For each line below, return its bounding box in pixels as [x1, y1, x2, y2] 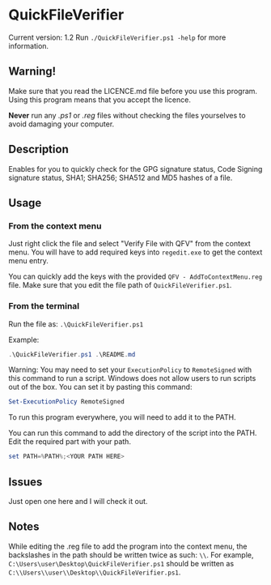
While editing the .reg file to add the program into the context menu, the [8, 541, 248, 551]
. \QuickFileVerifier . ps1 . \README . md [8, 350, 136, 358]
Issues [8, 475, 43, 489]
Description [8, 143, 69, 156]
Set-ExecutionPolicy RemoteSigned [8, 398, 125, 406]
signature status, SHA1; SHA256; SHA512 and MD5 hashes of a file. [8, 173, 233, 182]
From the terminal [8, 301, 80, 312]
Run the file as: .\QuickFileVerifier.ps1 [8, 318, 144, 329]
